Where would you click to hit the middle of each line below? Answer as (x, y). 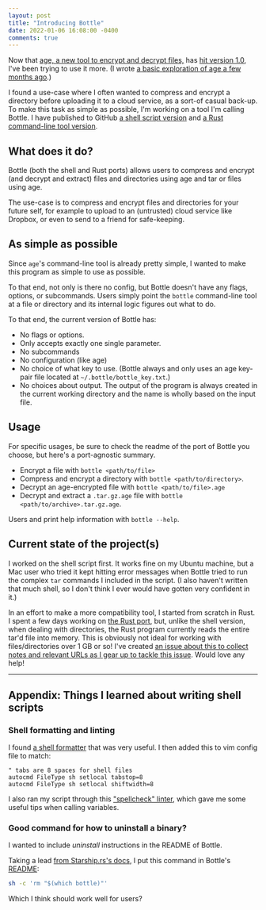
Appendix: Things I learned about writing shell (125, 695)
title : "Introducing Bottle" (56, 23)
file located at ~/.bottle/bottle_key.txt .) (103, 377)
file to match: (30, 756)
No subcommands (49, 351)
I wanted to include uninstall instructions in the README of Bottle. (116, 845)
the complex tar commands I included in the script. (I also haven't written (128, 580)
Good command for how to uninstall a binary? (98, 828)
